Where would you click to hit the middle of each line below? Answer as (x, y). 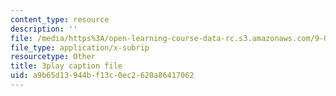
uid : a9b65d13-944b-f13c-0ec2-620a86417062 (102, 76)
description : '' (44, 29)
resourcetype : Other (53, 57)
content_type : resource (60, 19)
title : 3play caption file (66, 66)
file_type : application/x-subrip (80, 47)
